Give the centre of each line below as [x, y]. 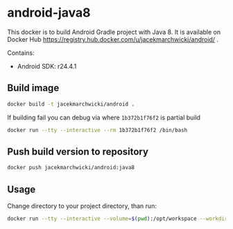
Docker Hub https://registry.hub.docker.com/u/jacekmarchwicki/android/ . [113, 39]
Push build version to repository [78, 152]
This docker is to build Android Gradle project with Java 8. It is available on [114, 32]
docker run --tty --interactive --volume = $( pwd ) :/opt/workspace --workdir [118, 219]
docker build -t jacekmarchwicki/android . [71, 104]
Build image [33, 88]
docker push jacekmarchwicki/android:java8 [71, 168]
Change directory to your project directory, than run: [82, 206]
